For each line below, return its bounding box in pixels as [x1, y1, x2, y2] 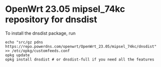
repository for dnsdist [5, 14, 97, 25]
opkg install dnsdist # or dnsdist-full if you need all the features [5, 57, 155, 62]
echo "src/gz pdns [5, 39, 43, 45]
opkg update [5, 53, 30, 58]
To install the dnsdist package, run [5, 30, 76, 36]
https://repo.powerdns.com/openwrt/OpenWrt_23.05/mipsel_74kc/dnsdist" [5, 44, 157, 49]
